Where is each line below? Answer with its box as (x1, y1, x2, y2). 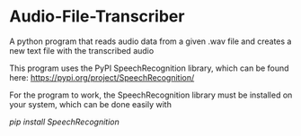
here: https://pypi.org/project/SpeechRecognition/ (9, 72, 195, 82)
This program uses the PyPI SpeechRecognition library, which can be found (9, 63, 289, 73)
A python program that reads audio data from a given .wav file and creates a (9, 36, 292, 47)
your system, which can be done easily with (9, 98, 173, 109)
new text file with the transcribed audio (9, 45, 155, 55)
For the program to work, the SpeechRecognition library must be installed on (9, 89, 293, 100)
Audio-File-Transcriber (9, 6, 185, 27)
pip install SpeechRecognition (9, 116, 120, 127)
